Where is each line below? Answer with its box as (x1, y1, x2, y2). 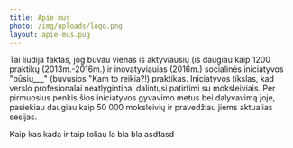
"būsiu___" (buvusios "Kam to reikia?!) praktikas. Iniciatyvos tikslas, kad (9, 74, 275, 84)
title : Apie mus (9, 13, 70, 22)
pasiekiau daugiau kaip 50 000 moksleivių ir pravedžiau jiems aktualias (9, 102, 273, 113)
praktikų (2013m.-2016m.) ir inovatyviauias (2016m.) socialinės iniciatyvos (9, 64, 284, 74)
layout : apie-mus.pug (9, 30, 91, 39)
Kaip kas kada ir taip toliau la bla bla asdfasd (9, 129, 174, 140)
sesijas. (9, 111, 38, 122)
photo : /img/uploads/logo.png (9, 22, 124, 30)
